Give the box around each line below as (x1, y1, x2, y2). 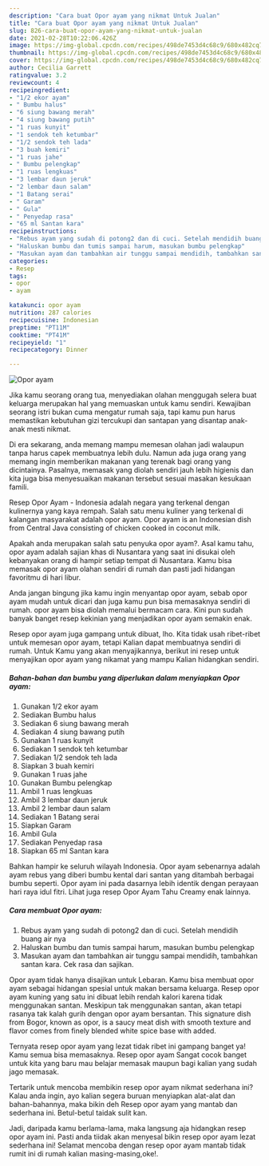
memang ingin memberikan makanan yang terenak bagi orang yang (9, 457, 231, 466)
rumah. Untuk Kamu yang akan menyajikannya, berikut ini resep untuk (9, 646, 239, 656)
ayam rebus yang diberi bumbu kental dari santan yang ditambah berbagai (9, 870, 255, 880)
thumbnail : (9, 49, 45, 57)
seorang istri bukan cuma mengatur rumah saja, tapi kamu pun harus (9, 407, 236, 417)
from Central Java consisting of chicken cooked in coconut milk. (9, 523, 221, 533)
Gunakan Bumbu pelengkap (20, 778, 113, 788)
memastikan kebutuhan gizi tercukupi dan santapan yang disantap (9, 416, 227, 425)
